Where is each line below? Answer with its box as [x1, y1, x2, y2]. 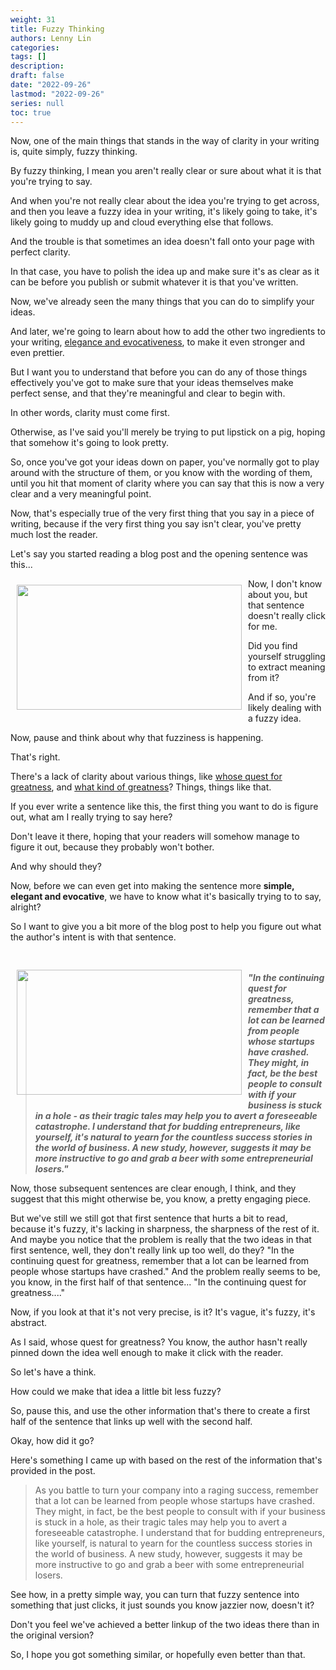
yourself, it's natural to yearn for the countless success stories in [34, 1131, 313, 1143]
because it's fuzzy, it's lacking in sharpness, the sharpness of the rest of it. [10, 1223, 320, 1235]
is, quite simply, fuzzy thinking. [10, 146, 138, 158]
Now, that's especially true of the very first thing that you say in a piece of [10, 507, 315, 520]
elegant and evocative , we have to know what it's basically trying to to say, [10, 891, 322, 903]
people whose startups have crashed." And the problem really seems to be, [10, 1266, 321, 1278]
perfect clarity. [10, 246, 71, 258]
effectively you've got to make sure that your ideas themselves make [10, 377, 294, 389]
